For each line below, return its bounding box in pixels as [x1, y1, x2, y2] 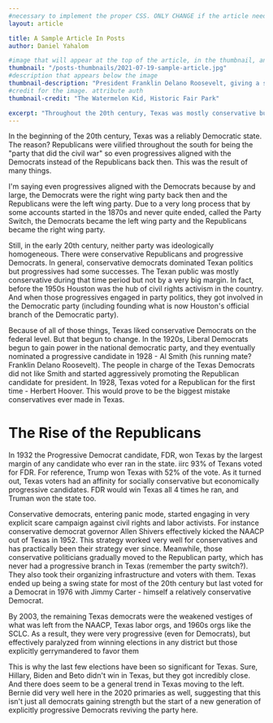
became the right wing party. [8, 225, 106, 234]
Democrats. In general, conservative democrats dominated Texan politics [8, 258, 253, 268]
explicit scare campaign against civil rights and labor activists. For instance [8, 518, 260, 528]
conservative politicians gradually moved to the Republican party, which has [8, 553, 264, 563]
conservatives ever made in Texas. [8, 395, 125, 405]
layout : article [8, 20, 63, 28]
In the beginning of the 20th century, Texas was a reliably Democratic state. [8, 131, 262, 141]
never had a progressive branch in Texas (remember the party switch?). [8, 561, 249, 571]
